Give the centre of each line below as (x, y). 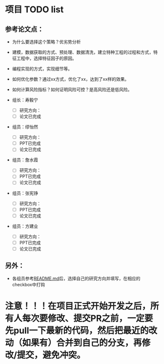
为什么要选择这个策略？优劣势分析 (46, 42)
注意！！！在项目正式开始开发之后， (78, 306)
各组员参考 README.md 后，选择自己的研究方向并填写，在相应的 (76, 278)
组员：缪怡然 (25, 127)
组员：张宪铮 (25, 193)
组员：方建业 (25, 226)
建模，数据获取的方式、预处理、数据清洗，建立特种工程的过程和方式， (83, 52)
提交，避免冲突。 (51, 355)
